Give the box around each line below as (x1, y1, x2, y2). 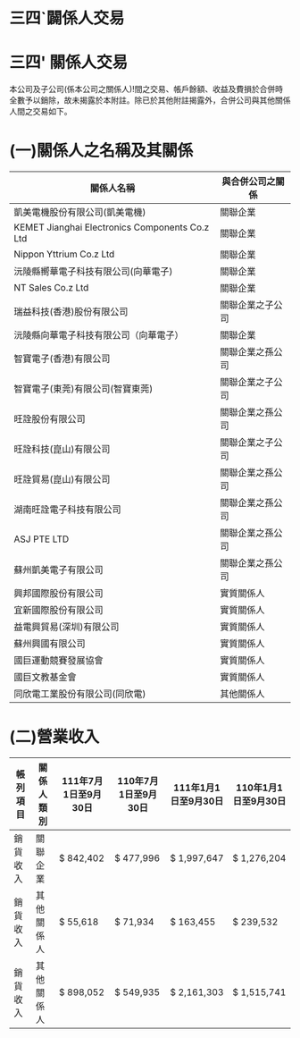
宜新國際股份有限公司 (13, 604, 104, 617)
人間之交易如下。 (9, 106, 72, 117)
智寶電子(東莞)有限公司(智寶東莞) (13, 383, 154, 395)
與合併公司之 (221, 175, 276, 188)
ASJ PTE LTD (13, 533, 70, 545)
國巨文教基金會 (13, 671, 78, 684)
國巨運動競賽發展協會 (13, 654, 104, 667)
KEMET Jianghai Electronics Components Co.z (13, 221, 210, 233)
